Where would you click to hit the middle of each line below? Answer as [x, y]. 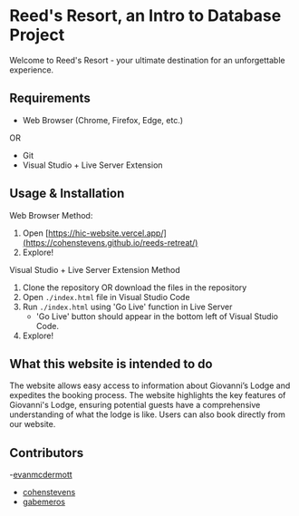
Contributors [47, 453]
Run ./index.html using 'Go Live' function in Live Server [127, 307]
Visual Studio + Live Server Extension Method [95, 269]
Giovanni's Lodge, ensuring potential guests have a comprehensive [135, 405]
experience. [32, 70]
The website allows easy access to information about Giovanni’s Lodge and [150, 385]
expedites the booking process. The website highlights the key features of [148, 395]
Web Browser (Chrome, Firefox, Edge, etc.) [103, 120]
